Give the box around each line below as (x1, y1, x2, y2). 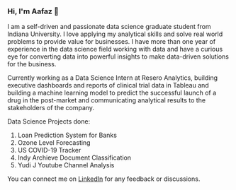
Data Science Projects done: (7, 117, 91, 126)
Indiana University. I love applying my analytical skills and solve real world (7, 30, 223, 38)
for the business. (7, 60, 57, 69)
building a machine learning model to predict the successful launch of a (7, 88, 217, 97)
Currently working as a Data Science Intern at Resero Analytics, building (7, 73, 218, 82)
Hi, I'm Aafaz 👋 (7, 6, 59, 16)
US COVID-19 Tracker (17, 146, 82, 155)
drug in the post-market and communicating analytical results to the (7, 96, 206, 105)
